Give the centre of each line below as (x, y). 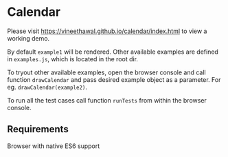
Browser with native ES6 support (54, 146)
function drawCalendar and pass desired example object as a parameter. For (114, 79)
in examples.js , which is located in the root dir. (73, 59)
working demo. (28, 38)
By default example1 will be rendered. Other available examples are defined (113, 52)
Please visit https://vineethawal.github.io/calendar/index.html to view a (107, 31)
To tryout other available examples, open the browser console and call (106, 72)
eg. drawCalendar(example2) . (47, 87)
